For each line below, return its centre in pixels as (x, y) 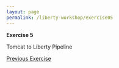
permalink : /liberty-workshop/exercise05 (60, 18)
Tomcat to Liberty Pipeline (39, 47)
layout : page (23, 12)
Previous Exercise (29, 58)
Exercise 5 (20, 35)
